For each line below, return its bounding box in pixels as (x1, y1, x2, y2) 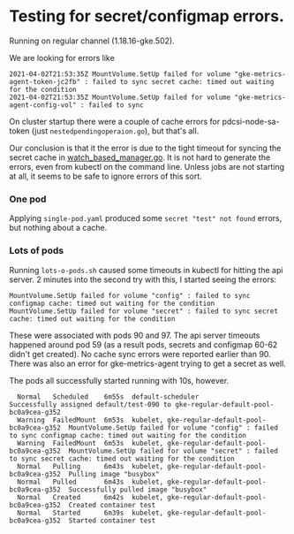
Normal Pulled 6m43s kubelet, (17, 477, 164, 486)
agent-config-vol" (9, 100, 77, 110)
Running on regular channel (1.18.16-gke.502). (9, 35, 175, 46)
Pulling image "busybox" (68, 469, 161, 478)
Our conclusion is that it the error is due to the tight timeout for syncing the (9, 142, 282, 153)
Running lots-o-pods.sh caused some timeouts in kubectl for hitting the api (9, 264, 283, 275)
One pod (9, 193, 47, 205)
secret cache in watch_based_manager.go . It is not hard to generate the (9, 152, 271, 163)
